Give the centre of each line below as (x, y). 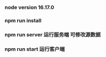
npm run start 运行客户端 (35, 49)
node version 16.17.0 (29, 7)
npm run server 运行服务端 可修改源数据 (53, 34)
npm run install (23, 20)
